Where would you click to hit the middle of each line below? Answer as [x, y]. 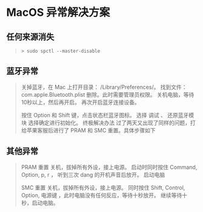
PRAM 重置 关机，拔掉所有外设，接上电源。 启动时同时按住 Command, [109, 167]
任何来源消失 [30, 37]
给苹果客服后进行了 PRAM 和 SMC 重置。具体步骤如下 [88, 130]
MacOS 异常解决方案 [58, 12]
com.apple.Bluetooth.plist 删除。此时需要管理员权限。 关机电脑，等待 [108, 94]
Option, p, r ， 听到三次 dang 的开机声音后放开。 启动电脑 [93, 174]
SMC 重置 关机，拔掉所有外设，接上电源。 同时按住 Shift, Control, [103, 187]
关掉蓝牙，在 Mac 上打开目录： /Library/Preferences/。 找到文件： [104, 87]
